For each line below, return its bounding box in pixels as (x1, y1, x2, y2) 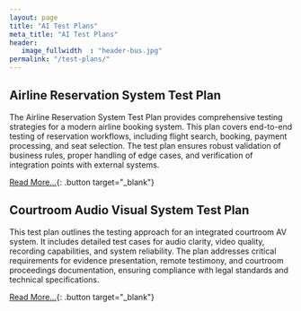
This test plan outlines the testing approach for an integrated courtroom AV (9, 226, 288, 238)
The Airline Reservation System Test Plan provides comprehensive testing (9, 111, 283, 122)
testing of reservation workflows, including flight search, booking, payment (9, 131, 288, 142)
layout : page (9, 13, 58, 22)
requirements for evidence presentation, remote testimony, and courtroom (9, 255, 285, 265)
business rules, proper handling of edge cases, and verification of (9, 150, 253, 160)
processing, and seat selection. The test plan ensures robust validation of (9, 140, 281, 151)
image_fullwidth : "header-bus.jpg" (21, 47, 164, 56)
